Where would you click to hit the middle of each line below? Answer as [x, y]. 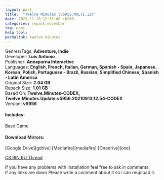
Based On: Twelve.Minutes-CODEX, [42, 93]
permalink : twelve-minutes [33, 37]
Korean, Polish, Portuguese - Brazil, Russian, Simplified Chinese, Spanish [82, 72]
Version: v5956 [21, 104]
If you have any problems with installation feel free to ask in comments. [77, 167]
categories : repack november [35, 23]
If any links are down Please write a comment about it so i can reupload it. [80, 173]
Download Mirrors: [25, 137]
